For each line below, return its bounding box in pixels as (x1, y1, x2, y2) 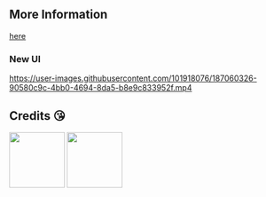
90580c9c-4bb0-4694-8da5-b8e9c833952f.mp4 (9, 83, 192, 93)
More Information (9, 7, 108, 22)
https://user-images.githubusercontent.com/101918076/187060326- (9, 73, 257, 83)
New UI (9, 52, 42, 65)
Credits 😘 (9, 108, 66, 123)
